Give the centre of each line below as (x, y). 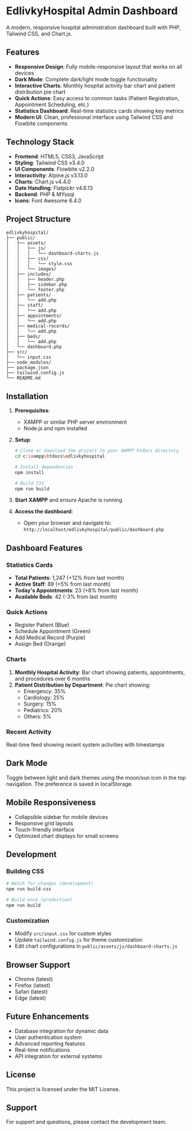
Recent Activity (29, 732)
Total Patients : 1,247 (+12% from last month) (69, 578)
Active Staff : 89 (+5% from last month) (63, 584)
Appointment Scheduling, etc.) (52, 104)
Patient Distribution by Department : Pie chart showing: (82, 685)
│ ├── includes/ (29, 274)
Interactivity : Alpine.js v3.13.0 (51, 175)
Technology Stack (40, 142)
